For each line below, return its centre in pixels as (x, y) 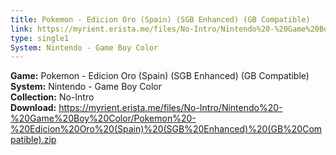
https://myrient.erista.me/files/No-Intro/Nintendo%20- (170, 108)
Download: (33, 108)
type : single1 (40, 38)
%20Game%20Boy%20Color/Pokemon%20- (103, 118)
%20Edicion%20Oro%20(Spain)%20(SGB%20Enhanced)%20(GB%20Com (166, 129)
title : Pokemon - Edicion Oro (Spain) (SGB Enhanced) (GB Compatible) (160, 19)
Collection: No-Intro (52, 97)
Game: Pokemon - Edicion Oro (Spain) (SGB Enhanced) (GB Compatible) (160, 76)
